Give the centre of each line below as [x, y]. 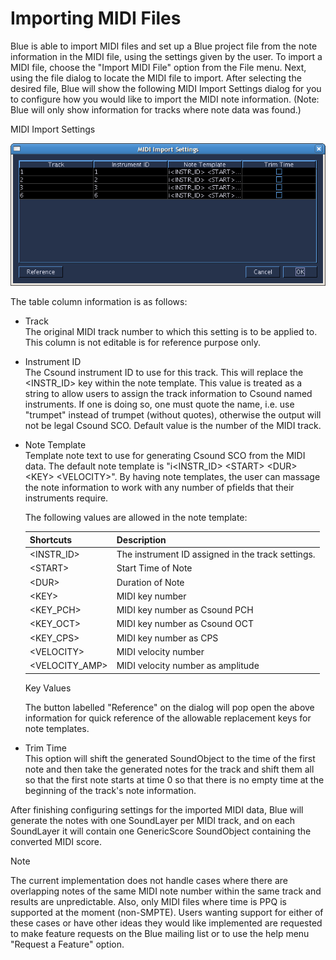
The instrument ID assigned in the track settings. [216, 554]
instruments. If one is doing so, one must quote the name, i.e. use [159, 404]
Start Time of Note [154, 568]
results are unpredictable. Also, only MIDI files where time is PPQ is [148, 901]
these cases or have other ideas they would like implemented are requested [166, 923]
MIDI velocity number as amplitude [188, 666]
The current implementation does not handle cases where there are [149, 880]
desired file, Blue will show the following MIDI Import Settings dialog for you [166, 88]
